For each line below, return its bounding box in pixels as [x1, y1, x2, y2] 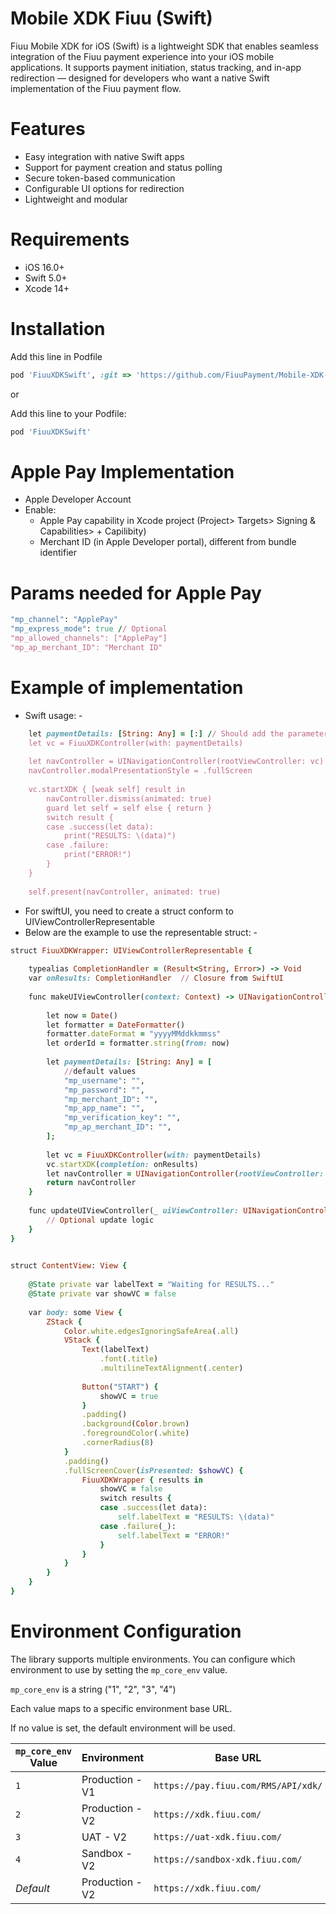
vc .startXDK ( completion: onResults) [46, 1159, 199, 1169]
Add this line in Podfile [10, 350, 103, 362]
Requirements [10, 228, 130, 251]
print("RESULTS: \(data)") [63, 831, 177, 841]
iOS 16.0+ [24, 261, 65, 273]
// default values [63, 1066, 137, 1076]
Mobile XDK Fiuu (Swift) [10, 7, 213, 30]
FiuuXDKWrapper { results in [81, 1475, 203, 1485]
